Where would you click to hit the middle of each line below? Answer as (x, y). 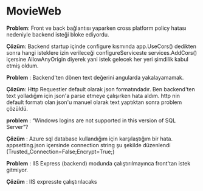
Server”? (17, 127)
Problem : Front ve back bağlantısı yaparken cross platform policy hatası (96, 28)
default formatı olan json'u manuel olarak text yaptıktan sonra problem (94, 102)
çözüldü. (17, 108)
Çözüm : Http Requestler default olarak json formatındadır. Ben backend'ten (101, 89)
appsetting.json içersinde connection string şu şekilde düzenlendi (89, 145)
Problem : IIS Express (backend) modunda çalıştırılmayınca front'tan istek (98, 163)
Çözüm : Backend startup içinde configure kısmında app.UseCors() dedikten (101, 46)
